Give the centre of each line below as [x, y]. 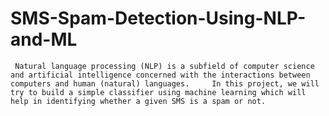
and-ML [44, 39]
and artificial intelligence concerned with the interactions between [160, 75]
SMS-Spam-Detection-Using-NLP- [158, 18]
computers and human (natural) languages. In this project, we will [165, 83]
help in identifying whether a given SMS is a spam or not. [138, 101]
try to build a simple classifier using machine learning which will [158, 92]
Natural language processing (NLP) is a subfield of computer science [164, 66]
